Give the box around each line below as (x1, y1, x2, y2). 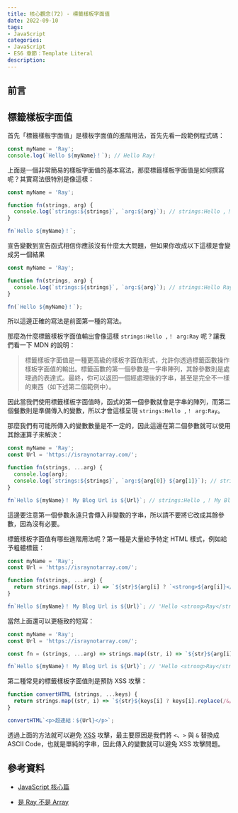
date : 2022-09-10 (7, 17, 59, 24)
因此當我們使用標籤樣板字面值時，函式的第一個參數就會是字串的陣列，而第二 (7, 398, 231, 406)
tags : (7, 23, 23, 31)
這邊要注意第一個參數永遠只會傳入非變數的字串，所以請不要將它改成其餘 (7, 511, 218, 519)
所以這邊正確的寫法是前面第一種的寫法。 (7, 317, 125, 325)
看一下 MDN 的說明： (13, 341, 76, 349)
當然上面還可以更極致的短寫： (7, 616, 94, 625)
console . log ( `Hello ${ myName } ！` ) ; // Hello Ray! (7, 152, 156, 159)
